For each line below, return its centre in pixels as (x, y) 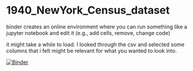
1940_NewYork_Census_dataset (88, 10)
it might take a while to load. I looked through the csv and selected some (95, 44)
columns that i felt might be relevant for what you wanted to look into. (92, 50)
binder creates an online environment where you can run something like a (97, 27)
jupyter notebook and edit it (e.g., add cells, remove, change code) (88, 33)
